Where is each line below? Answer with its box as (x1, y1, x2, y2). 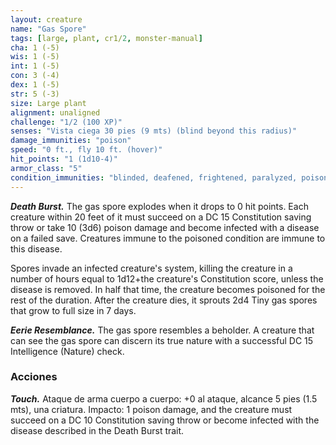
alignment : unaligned (10, 107, 101, 118)
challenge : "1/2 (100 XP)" (10, 117, 123, 127)
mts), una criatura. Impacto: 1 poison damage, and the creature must (10, 403, 293, 415)
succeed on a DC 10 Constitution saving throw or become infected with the (10, 414, 320, 426)
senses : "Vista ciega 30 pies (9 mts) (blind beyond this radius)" (10, 126, 298, 136)
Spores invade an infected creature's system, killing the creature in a (10, 262, 293, 274)
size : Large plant (10, 98, 87, 108)
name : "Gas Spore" (10, 24, 87, 34)
